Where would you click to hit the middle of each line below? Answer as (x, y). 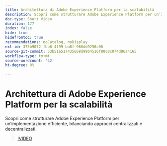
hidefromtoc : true (24, 38)
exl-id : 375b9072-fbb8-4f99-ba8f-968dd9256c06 (54, 47)
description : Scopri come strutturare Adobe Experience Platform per (79, 14)
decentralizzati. (21, 129)
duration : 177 (20, 24)
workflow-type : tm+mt (28, 56)
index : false (19, 28)
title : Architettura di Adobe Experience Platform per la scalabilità (80, 10)
